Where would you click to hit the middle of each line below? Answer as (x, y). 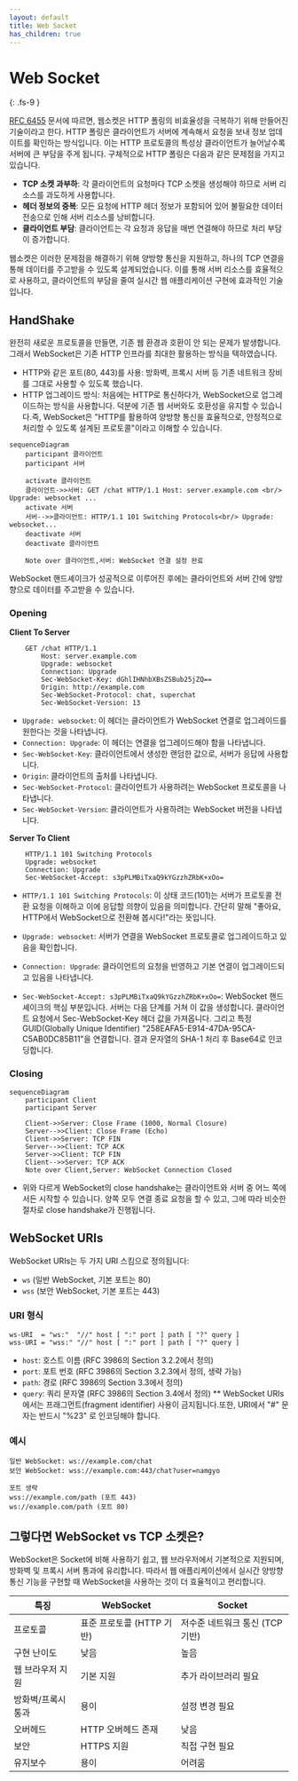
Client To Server (40, 632)
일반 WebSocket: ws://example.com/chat (81, 1461)
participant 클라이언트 (64, 455)
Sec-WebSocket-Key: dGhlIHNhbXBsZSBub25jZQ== (127, 680)
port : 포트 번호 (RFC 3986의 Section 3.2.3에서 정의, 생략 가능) (132, 1371)
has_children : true (45, 34)
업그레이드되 (263, 966)
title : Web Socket (43, 26)
